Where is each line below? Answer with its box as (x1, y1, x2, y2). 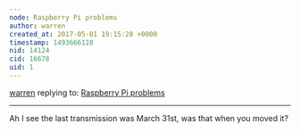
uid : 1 (9, 63, 34, 72)
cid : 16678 (9, 54, 50, 63)
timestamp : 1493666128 (9, 37, 94, 47)
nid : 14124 (9, 46, 50, 55)
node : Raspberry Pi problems (9, 12, 118, 22)
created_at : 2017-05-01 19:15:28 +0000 (9, 29, 158, 38)
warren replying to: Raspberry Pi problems (9, 87, 165, 98)
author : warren (9, 21, 66, 30)
